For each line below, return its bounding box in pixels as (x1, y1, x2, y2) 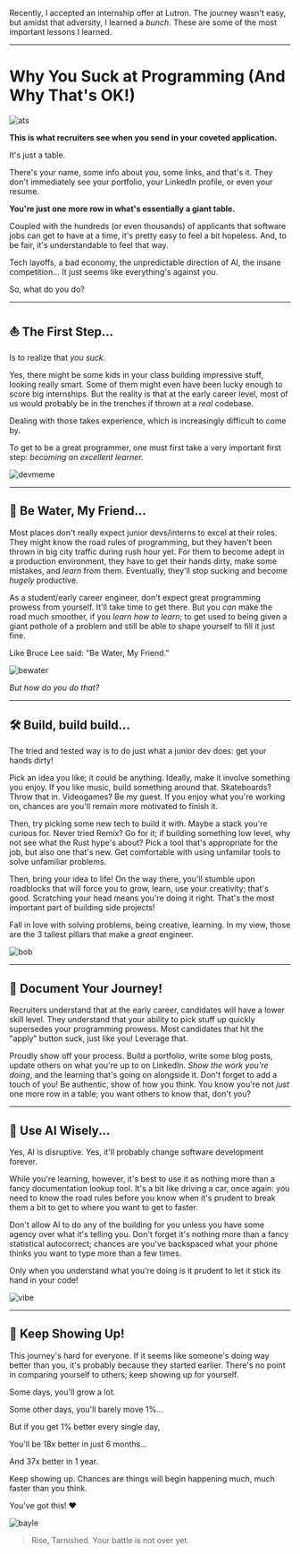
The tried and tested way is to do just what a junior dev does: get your (9, 746, 267, 756)
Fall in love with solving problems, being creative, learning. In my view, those (9, 919, 291, 930)
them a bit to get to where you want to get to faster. (9, 1202, 198, 1212)
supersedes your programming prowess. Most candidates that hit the (9, 1024, 264, 1035)
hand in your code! (9, 1275, 79, 1285)
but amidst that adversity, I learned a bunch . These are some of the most (9, 17, 278, 28)
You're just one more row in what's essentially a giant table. (9, 203, 236, 214)
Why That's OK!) (9, 85, 136, 106)
